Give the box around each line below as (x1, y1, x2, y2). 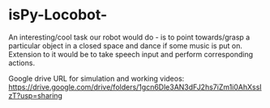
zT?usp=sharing (8, 90, 63, 100)
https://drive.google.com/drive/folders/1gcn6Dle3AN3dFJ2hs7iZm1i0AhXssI (8, 82, 262, 92)
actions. (8, 58, 35, 68)
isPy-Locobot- (8, 6, 108, 24)
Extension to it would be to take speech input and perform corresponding (8, 49, 254, 59)
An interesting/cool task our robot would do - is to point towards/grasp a (8, 32, 251, 42)
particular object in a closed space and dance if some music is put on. (8, 40, 243, 50)
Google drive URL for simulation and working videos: (8, 73, 185, 83)
